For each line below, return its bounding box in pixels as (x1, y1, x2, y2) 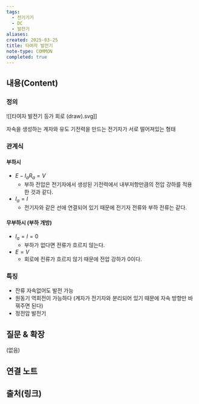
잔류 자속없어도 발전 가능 (15, 287, 74, 294)
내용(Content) (6, 78, 59, 89)
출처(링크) (6, 388, 42, 399)
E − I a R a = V (15, 172, 46, 181)
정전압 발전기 (15, 310, 47, 317)
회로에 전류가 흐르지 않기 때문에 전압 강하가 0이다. (24, 255, 142, 263)
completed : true (6, 54, 47, 60)
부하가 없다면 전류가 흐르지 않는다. (24, 241, 105, 249)
